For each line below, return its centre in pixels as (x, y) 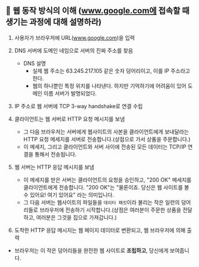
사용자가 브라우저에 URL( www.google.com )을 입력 (75, 37)
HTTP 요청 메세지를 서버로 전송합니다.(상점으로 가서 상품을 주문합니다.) (107, 139)
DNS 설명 (35, 63)
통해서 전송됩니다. (56, 154)
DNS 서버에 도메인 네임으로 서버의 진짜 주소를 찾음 (74, 51)
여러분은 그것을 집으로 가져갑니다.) (77, 217)
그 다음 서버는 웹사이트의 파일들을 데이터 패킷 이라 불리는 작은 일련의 (101, 202)
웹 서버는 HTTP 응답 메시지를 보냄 (54, 167)
